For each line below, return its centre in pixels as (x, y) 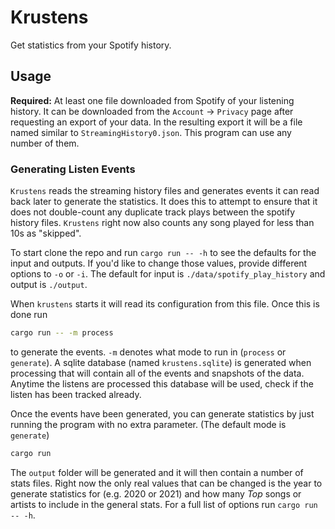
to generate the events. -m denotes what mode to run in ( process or (148, 352)
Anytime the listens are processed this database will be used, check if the (162, 383)
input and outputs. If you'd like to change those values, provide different (159, 263)
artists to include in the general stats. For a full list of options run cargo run (164, 504)
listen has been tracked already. (76, 394)
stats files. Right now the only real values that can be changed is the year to (166, 483)
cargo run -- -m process (62, 333)
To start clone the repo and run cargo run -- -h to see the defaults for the (163, 253)
